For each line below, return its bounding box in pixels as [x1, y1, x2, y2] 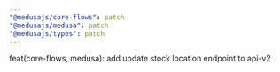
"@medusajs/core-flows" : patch [9, 12, 125, 22]
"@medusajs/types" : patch [9, 29, 105, 38]
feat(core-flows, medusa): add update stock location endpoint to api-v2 [9, 54, 272, 64]
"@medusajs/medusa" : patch [9, 21, 109, 30]
